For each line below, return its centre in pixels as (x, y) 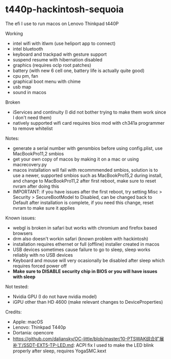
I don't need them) (32, 117)
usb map (22, 87)
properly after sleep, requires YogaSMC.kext (59, 351)
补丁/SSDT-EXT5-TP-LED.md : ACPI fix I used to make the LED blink (83, 345)
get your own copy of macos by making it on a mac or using (76, 159)
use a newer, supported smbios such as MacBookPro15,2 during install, (88, 175)
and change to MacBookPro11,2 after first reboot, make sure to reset (84, 181)
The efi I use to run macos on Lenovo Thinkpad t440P (62, 24)
